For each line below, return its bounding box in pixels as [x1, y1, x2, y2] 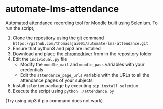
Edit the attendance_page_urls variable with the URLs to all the [20, 72, 150, 78]
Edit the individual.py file [12, 56, 67, 62]
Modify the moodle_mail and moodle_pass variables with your [20, 61, 145, 67]
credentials [20, 66, 44, 73]
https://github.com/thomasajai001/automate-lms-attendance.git [12, 41, 149, 46]
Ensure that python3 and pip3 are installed [12, 45, 101, 51]
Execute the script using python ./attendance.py [12, 88, 115, 94]
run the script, [5, 25, 35, 31]
